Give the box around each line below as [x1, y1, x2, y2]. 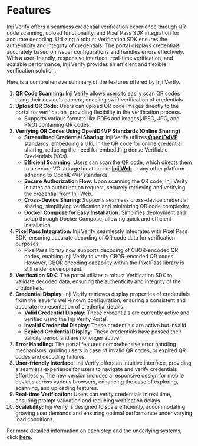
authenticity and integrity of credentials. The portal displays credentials [6, 42, 180, 49]
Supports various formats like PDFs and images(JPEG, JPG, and [24, 114, 180, 122]
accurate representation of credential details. [15, 303, 125, 310]
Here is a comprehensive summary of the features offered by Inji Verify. [6, 78, 180, 86]
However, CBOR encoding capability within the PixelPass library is [24, 259, 184, 266]
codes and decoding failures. [15, 353, 87, 360]
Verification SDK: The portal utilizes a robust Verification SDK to [15, 271, 173, 278]
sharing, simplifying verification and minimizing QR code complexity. [24, 202, 190, 209]
